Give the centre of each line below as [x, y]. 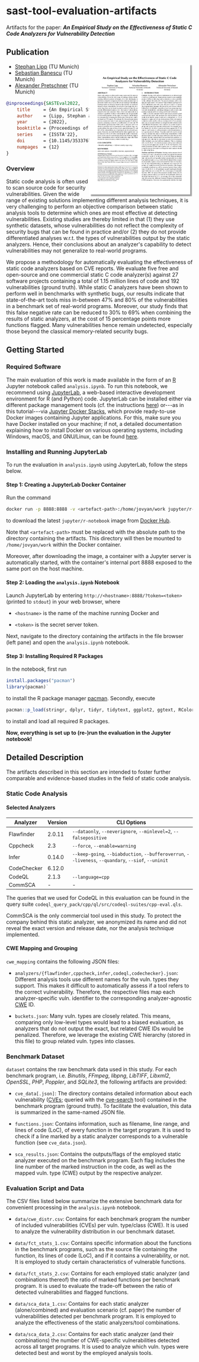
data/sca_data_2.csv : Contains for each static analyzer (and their [94, 1334]
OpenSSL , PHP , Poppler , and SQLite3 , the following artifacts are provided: [97, 1082]
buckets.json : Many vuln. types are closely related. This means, [92, 1016]
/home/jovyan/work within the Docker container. [64, 544]
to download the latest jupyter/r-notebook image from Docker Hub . [89, 520]
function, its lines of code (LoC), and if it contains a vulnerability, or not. [102, 1256]
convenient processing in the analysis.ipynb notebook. [74, 1207]
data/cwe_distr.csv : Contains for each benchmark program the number [102, 1219]
